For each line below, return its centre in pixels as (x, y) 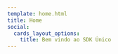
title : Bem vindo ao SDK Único (66, 40)
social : (19, 27)
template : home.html (38, 14)
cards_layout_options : (47, 33)
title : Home (25, 20)
